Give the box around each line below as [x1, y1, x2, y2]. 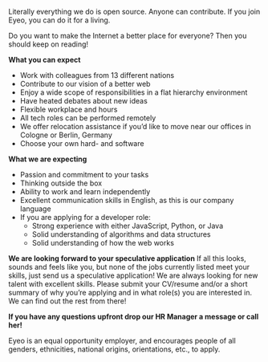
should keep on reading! [8, 39, 89, 49]
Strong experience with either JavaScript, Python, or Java [31, 221, 223, 230]
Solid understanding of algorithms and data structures [31, 230, 211, 239]
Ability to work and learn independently [19, 187, 151, 196]
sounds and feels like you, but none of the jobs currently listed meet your [8, 262, 250, 271]
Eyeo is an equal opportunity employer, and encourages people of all [8, 336, 237, 345]
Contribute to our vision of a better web [19, 79, 151, 88]
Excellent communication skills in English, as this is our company [19, 196, 234, 205]
